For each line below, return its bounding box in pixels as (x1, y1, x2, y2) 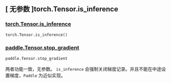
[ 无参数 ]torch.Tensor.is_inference (5, 5, 119, 14)
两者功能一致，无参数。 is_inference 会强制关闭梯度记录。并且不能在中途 (5, 66, 162, 72)
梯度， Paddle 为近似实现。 (9, 72, 66, 78)
